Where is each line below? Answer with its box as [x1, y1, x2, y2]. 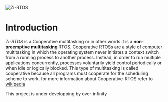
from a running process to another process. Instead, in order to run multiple [5, 54, 161, 60]
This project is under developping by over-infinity [5, 90, 107, 97]
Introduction [5, 22, 58, 33]
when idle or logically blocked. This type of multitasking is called [5, 65, 139, 71]
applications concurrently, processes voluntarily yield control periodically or [5, 60, 162, 66]
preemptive [5, 44, 30, 50]
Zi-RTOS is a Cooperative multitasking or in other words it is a [5, 38, 133, 44]
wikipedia [5, 81, 25, 87]
